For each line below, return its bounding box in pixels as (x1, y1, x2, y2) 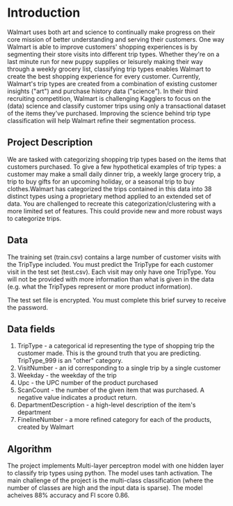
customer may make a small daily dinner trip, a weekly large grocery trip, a (7, 170, 221, 178)
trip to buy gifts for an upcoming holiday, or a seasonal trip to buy (7, 177, 195, 186)
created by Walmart (17, 423, 74, 432)
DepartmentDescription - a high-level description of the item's (17, 401, 196, 409)
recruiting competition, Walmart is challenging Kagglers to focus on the (7, 94, 211, 102)
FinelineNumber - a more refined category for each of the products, (17, 416, 212, 424)
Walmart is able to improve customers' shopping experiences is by (7, 42, 198, 51)
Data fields (7, 323, 56, 335)
